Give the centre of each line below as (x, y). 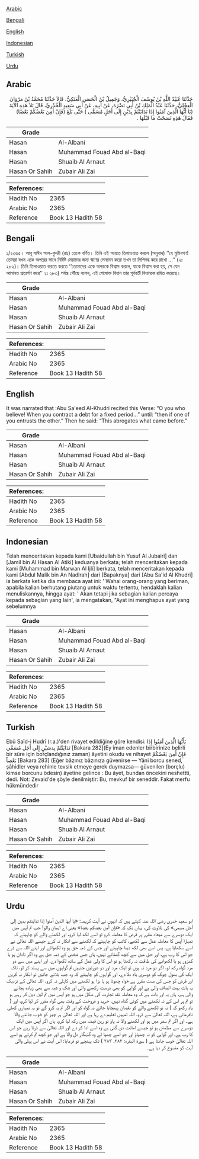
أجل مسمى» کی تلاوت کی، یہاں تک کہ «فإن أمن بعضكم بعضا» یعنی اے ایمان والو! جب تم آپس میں (102, 927)
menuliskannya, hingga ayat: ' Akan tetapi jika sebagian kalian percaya (92, 594)
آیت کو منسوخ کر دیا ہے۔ (170, 1047)
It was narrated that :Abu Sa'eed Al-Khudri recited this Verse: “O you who (96, 408)
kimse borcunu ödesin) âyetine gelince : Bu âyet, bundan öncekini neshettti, (99, 773)
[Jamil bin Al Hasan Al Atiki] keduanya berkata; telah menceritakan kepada (97, 562)
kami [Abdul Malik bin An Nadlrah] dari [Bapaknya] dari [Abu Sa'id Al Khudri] (99, 575)
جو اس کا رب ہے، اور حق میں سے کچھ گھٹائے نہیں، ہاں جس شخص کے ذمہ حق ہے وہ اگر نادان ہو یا (100, 954)
